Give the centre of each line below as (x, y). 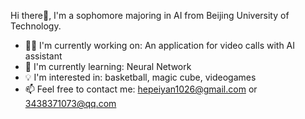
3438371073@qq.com (70, 103)
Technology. (36, 26)
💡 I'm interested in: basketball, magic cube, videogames (140, 77)
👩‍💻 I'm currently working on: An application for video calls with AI (160, 45)
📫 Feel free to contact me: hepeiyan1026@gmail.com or (141, 89)
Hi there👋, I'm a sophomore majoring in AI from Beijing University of (150, 15)
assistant (43, 56)
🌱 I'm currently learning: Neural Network (108, 66)
